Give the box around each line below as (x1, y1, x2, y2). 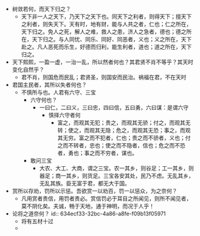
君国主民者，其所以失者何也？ (12, 81, 87, 88)
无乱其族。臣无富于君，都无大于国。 (39, 180, 131, 187)
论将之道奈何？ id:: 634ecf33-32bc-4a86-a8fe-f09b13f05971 (12, 210, 166, 217)
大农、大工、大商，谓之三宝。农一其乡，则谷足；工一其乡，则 (39, 164, 195, 172)
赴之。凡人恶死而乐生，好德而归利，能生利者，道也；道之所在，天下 (21, 43, 192, 50)
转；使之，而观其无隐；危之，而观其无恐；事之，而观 (57, 127, 191, 133)
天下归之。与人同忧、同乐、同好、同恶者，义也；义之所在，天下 (32, 36, 192, 42)
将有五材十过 (21, 218, 53, 224)
